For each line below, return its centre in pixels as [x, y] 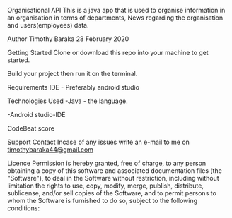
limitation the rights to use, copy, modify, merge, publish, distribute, [105, 186]
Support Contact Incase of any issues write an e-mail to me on [98, 142]
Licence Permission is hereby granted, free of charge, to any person [107, 163]
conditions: [24, 208]
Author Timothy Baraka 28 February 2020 [68, 39]
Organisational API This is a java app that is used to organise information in [116, 10]
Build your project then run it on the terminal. [72, 74]
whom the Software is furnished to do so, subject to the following [103, 201]
